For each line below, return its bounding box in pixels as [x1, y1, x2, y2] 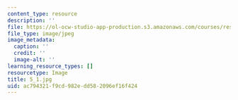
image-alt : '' [13, 56, 55, 63]
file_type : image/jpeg [7, 30, 74, 37]
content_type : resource [7, 10, 78, 18]
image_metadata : [7, 37, 55, 44]
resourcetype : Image [7, 69, 69, 76]
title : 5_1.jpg [7, 75, 52, 83]
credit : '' [13, 50, 46, 57]
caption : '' [13, 43, 50, 50]
